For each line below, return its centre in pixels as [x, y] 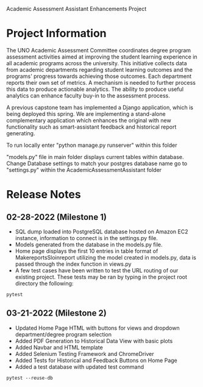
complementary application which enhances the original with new [89, 120]
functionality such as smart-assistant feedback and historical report [91, 127]
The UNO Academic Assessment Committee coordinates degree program [98, 50]
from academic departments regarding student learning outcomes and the [100, 69]
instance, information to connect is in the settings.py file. [87, 238]
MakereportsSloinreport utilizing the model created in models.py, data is [105, 257]
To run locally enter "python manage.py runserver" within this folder [92, 145]
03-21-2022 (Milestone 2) [56, 313]
